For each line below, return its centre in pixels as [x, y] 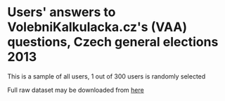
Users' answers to [62, 12]
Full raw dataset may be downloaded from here [76, 90]
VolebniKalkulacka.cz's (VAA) [97, 27]
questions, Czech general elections [113, 42]
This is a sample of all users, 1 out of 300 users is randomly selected [107, 76]
